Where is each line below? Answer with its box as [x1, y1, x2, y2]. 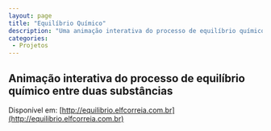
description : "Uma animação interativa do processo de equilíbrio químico [8, 27, 265, 35]
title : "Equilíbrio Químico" [8, 19, 106, 27]
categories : [8, 34, 48, 43]
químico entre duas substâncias [8, 84, 173, 97]
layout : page [8, 11, 52, 20]
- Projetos [11, 42, 48, 50]
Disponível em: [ [8, 105, 63, 115]
